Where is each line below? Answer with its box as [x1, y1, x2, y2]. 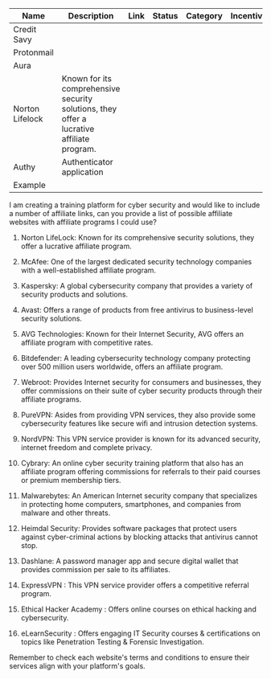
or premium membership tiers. [20, 476, 121, 485]
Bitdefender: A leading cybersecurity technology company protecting [20, 354, 251, 362]
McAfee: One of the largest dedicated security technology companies [20, 257, 253, 266]
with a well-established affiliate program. [20, 265, 156, 275]
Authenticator [61, 157, 113, 167]
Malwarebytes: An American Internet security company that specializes [20, 491, 258, 501]
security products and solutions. [20, 289, 128, 299]
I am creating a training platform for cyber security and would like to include [9, 200, 261, 210]
